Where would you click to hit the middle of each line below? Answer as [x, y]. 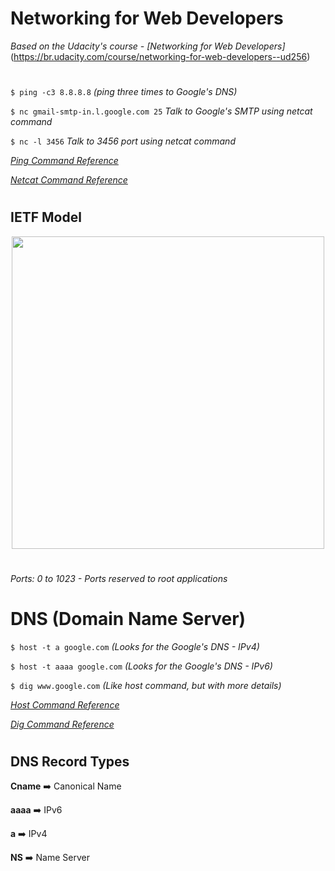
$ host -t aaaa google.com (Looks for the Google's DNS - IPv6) [141, 666]
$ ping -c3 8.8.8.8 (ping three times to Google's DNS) [124, 92]
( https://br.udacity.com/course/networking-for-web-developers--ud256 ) [160, 56]
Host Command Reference [65, 704]
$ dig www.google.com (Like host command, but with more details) [146, 685]
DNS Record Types [70, 762]
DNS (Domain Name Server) [128, 619]
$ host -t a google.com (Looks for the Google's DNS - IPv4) [135, 646]
